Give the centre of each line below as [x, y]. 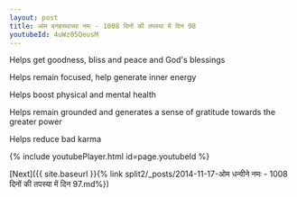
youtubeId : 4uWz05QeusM [54, 34]
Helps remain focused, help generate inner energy [103, 77]
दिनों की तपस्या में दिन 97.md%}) [60, 184]
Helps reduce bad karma [56, 139]
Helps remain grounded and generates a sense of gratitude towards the [143, 112]
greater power [36, 121]
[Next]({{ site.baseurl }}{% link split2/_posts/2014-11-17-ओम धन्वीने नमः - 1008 [148, 174]
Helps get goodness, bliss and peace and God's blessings [117, 60]
